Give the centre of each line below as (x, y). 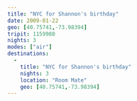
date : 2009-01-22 (33, 21)
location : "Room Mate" (54, 80)
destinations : (28, 54)
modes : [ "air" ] (30, 47)
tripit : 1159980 (31, 34)
